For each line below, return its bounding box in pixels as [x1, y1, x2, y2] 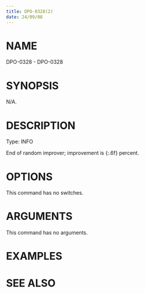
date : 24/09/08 [6, 14, 43, 20]
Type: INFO [6, 138, 34, 145]
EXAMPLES [6, 250, 62, 263]
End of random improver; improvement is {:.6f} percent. [6, 150, 140, 157]
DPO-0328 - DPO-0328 [6, 58, 63, 66]
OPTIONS [6, 170, 53, 183]
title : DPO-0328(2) [6, 8, 54, 15]
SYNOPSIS [6, 79, 59, 92]
